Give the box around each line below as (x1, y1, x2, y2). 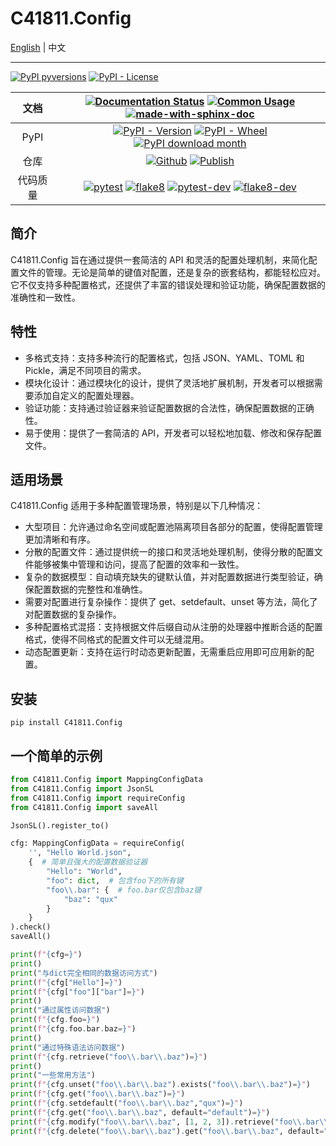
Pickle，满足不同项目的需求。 (24, 364, 147, 376)
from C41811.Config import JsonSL (10, 783, 155, 794)
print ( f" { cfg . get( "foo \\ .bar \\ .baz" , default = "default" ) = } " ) (10, 1107, 271, 1117)
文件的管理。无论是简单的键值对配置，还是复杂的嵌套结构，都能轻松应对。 (18, 266, 326, 278)
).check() (10, 922, 52, 932)
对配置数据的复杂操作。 (24, 608, 122, 621)
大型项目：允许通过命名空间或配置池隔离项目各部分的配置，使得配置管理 (24, 521, 323, 533)
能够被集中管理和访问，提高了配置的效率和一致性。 (33, 558, 245, 571)
